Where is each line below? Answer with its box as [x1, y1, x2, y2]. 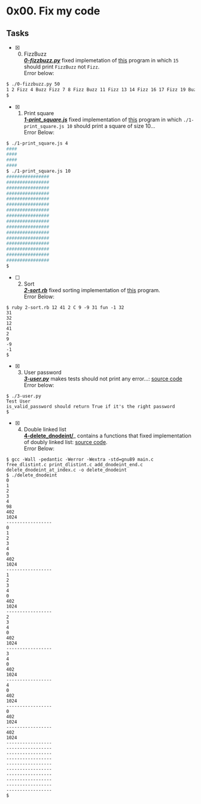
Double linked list [23, 425, 67, 433]
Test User [6, 398, 31, 404]
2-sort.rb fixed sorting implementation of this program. [23, 286, 160, 293]
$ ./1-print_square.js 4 [6, 140, 68, 146]
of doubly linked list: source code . [23, 438, 108, 445]
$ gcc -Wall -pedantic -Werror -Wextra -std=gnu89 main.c [6, 456, 154, 463]
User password [23, 368, 62, 376]
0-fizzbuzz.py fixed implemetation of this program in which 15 [23, 57, 179, 64]
